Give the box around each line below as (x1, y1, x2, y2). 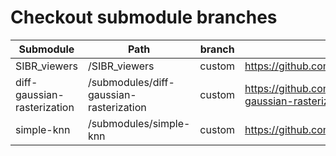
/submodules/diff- (87, 75, 175, 89)
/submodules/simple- (87, 116, 191, 130)
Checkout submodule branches (10, 6, 278, 29)
